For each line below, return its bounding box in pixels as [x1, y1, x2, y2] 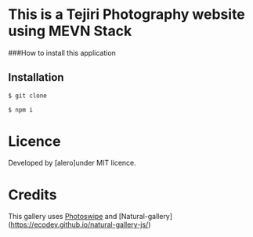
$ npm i [8, 106, 34, 114]
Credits [8, 186, 57, 203]
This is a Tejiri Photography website [8, 5, 245, 24]
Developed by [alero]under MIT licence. [8, 159, 137, 168]
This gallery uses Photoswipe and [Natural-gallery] [8, 212, 173, 221]
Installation [8, 71, 64, 84]
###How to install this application [8, 48, 116, 57]
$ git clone [8, 92, 47, 100]
